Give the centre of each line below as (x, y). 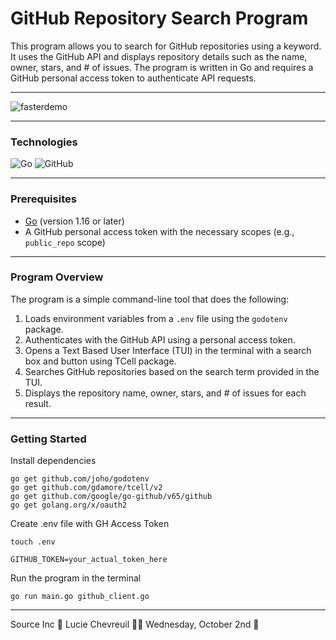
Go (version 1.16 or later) (74, 221)
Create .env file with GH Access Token (90, 524)
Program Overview (57, 277)
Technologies (44, 142)
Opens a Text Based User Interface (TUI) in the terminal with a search (168, 350)
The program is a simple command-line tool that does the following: (150, 299)
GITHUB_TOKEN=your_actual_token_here (89, 560)
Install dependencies (53, 461)
